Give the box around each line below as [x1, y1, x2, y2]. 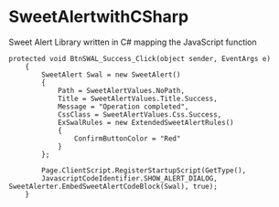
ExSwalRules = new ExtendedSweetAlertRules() [57, 118, 234, 127]
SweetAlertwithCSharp [8, 6, 189, 27]
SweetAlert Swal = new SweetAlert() [41, 70, 181, 79]
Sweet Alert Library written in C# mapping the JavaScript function [8, 36, 257, 47]
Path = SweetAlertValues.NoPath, [57, 86, 185, 95]
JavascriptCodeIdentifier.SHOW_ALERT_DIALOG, [41, 173, 219, 183]
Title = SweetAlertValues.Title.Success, [57, 94, 219, 103]
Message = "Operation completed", [57, 102, 189, 111]
